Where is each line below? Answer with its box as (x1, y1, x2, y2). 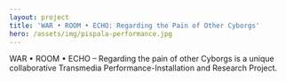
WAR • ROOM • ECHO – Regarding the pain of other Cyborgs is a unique (9, 54, 274, 64)
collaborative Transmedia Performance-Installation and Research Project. (9, 63, 278, 73)
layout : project (9, 12, 69, 22)
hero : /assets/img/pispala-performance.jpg (9, 29, 173, 38)
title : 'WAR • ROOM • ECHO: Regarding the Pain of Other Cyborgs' (9, 21, 260, 30)
